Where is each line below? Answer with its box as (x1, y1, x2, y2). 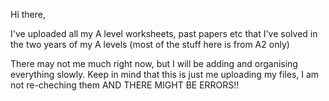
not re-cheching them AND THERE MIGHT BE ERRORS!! (10, 79, 240, 91)
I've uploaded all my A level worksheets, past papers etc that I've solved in (10, 28, 318, 39)
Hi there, (10, 9, 46, 20)
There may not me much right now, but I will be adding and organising (10, 58, 298, 69)
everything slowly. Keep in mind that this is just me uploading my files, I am (10, 69, 320, 80)
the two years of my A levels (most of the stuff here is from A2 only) (10, 39, 290, 50)
